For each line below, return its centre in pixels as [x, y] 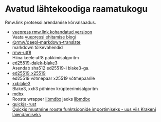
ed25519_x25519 [29, 73]
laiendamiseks [27, 114]
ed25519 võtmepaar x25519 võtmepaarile [54, 78]
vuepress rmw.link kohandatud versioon [52, 32]
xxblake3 [21, 83]
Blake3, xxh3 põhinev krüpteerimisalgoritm [55, 88]
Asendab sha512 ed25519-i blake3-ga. [51, 68]
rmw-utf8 [22, 52]
